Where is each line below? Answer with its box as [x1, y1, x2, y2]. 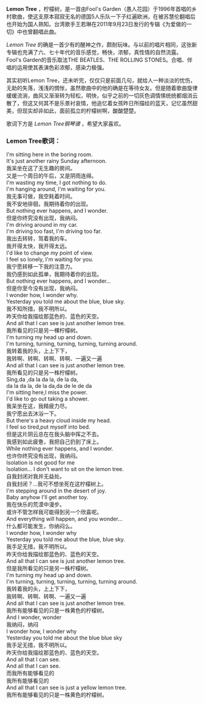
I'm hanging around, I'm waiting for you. [6, 185, 106, 193]
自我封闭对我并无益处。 [6, 473, 65, 480]
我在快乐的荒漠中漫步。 [6, 501, 65, 508]
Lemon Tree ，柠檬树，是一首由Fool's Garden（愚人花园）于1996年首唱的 [6, 5, 192, 12]
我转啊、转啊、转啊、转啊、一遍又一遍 [6, 355, 102, 362]
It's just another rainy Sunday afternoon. [6, 157, 107, 165]
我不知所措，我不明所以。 [6, 305, 70, 312]
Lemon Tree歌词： [6, 136, 61, 145]
